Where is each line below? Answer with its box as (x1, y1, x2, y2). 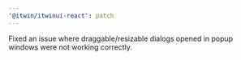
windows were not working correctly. (8, 42, 132, 52)
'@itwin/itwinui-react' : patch (8, 11, 114, 20)
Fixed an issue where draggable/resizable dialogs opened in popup (8, 34, 234, 43)
